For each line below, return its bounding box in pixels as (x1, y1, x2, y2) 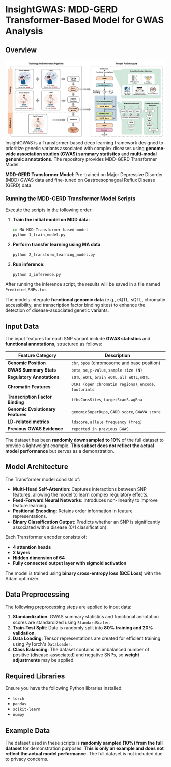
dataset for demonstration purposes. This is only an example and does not (5, 745, 164, 751)
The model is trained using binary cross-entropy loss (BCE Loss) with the (5, 570, 161, 576)
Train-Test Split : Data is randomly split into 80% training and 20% (12, 624, 153, 631)
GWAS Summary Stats (7, 366, 56, 373)
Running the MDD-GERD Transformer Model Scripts (5, 195, 136, 202)
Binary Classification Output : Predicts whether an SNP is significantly (12, 518, 160, 525)
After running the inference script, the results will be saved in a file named (5, 281, 160, 287)
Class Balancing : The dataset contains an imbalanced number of (12, 646, 150, 652)
